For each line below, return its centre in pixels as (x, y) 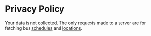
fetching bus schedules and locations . (44, 28)
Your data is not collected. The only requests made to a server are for (75, 23)
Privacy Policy (35, 9)
